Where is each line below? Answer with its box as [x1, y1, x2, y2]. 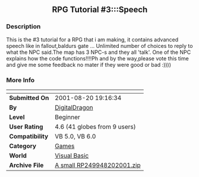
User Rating [9, 123, 43, 131]
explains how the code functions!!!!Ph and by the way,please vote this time [6, 54, 189, 62]
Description [6, 22, 41, 31]
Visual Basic [55, 151, 89, 159]
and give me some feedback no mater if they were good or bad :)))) [6, 61, 171, 68]
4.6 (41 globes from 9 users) [55, 123, 137, 131]
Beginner [55, 112, 80, 121]
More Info [6, 76, 35, 84]
